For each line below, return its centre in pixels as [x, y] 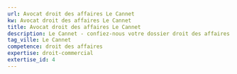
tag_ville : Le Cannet [39, 40]
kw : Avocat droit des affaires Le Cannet [70, 20]
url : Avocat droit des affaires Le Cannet [71, 14]
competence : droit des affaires [55, 47]
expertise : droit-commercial [50, 54]
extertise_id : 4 [31, 60]
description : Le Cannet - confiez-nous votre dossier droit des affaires [119, 33]
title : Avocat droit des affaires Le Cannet [74, 27]
